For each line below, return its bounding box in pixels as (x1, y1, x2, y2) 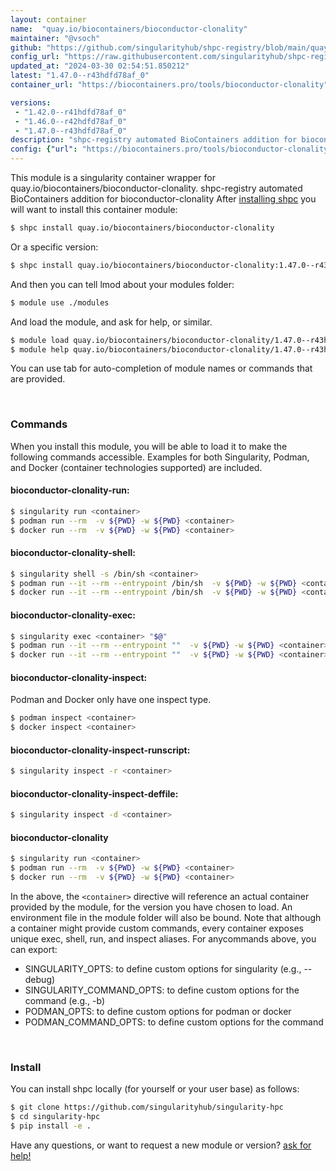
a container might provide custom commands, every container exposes (10, 922, 304, 935)
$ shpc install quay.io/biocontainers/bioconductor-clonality (10, 223, 275, 233)
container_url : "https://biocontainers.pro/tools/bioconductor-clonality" (10, 80, 329, 90)
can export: (10, 944, 58, 956)
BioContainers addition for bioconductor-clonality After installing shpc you (10, 193, 317, 205)
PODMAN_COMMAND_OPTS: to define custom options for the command (24, 1016, 324, 1028)
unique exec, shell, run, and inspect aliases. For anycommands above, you (10, 933, 317, 945)
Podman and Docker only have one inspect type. (10, 694, 212, 706)
